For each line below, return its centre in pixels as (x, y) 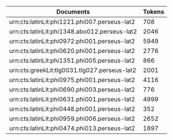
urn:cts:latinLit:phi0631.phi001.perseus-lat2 (72, 99)
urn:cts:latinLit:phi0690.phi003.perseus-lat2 (72, 90)
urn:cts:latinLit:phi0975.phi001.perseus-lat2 (72, 80)
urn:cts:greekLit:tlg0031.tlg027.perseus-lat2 (73, 70)
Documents (73, 12)
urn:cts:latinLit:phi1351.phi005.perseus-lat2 (72, 60)
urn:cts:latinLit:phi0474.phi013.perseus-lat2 (72, 128)
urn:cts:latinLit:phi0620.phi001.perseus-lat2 (72, 51)
